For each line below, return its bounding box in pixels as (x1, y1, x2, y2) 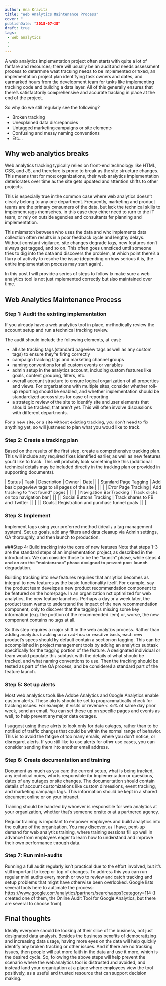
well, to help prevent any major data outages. (5, 713, 98, 719)
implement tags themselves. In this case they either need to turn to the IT (5, 209, 155, 215)
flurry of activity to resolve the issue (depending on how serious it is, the (5, 256, 154, 262)
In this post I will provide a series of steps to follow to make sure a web (5, 271, 150, 277)
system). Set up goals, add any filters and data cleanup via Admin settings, (5, 529, 158, 535)
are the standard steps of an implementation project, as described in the (5, 549, 153, 555)
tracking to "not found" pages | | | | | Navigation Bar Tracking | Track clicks (5, 490, 158, 495)
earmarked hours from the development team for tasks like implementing (5, 79, 155, 85)
